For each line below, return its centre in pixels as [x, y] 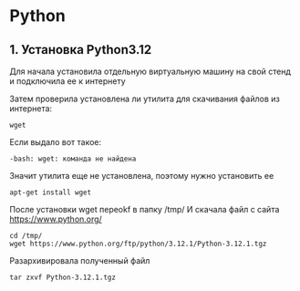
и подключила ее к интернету [67, 81]
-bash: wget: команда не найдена [73, 159]
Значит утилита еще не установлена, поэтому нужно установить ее [142, 176]
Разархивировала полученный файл [80, 260]
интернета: [31, 109]
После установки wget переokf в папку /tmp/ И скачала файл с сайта [145, 209]
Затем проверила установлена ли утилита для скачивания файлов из [145, 99]
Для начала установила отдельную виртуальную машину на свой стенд [150, 71]
